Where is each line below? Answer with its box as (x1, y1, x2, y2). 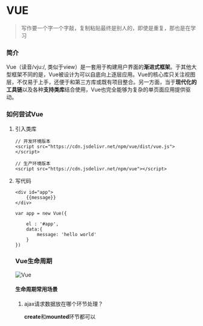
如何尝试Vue (6, 110, 43, 118)
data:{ (26, 226, 43, 232)
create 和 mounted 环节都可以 (24, 313, 96, 321)
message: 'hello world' (37, 231, 97, 237)
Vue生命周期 (14, 257, 53, 266)
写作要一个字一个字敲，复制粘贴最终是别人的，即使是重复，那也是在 (21, 24, 191, 31)
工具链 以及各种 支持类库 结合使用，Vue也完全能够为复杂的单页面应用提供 (6, 86, 186, 94)
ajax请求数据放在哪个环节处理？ (24, 300, 104, 308)
